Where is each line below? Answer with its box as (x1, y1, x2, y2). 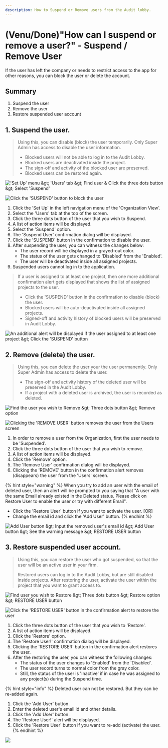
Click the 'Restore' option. (12, 633, 66, 639)
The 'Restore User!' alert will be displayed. (12, 716, 100, 723)
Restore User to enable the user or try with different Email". (5, 498, 127, 504)
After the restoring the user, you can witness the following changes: (12, 654, 153, 660)
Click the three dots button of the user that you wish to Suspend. (12, 216, 146, 222)
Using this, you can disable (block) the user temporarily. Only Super (17, 139, 158, 145)
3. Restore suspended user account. (5, 543, 121, 552)
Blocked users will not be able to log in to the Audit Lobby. (25, 154, 145, 160)
